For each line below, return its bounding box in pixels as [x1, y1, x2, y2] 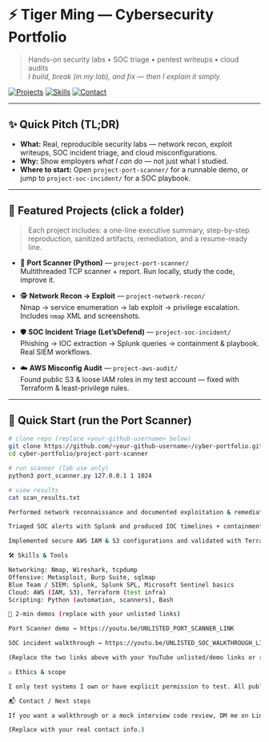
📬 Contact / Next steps [8, 697, 91, 705]
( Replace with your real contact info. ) [8, 726, 146, 734]
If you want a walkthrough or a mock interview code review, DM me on [8, 712, 249, 720]
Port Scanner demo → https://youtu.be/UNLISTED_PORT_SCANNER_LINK [8, 625, 235, 633]
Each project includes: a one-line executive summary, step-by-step [27, 225, 250, 235]
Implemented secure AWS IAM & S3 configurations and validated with [8, 537, 242, 545]
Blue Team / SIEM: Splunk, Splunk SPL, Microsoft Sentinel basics [8, 581, 235, 589]
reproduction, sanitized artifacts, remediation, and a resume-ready [27, 233, 248, 244]
